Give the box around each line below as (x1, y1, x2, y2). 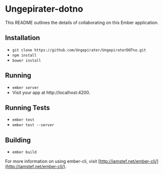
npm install (12, 53, 37, 58)
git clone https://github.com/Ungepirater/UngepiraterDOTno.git (12, 47, 146, 52)
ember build (12, 150, 37, 155)
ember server (12, 85, 39, 90)
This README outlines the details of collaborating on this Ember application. (5, 20, 159, 25)
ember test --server (12, 123, 54, 128)
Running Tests (5, 104, 50, 112)
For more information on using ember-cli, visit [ (5, 158, 100, 164)
